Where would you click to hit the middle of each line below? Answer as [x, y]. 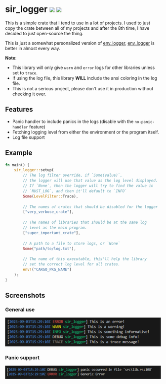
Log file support [28, 137]
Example [19, 153]
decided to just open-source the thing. [44, 33]
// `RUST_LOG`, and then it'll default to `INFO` [75, 191]
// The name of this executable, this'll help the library [85, 259]
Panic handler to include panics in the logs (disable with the [73, 121]
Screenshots [25, 295]
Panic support [22, 357]
